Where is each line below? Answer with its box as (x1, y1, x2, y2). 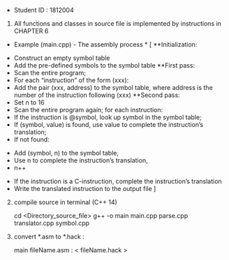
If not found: (13, 135, 50, 144)
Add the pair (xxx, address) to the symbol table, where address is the (13, 84, 213, 91)
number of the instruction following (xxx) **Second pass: (13, 91, 180, 99)
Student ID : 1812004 (13, 6, 75, 14)
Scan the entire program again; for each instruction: (13, 106, 163, 114)
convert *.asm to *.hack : (13, 233, 85, 240)
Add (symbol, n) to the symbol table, (13, 149, 119, 157)
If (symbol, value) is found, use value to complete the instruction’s (13, 121, 204, 128)
